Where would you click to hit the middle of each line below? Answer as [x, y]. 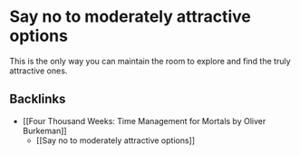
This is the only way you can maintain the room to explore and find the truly [150, 61]
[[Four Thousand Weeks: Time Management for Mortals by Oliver [144, 121]
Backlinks [38, 99]
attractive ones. [39, 71]
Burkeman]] [44, 131]
